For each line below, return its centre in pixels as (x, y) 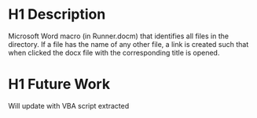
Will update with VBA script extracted (69, 105)
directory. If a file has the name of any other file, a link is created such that (128, 44)
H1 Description (57, 14)
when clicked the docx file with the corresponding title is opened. (114, 52)
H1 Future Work (59, 84)
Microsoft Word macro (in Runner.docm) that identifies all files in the (119, 36)
